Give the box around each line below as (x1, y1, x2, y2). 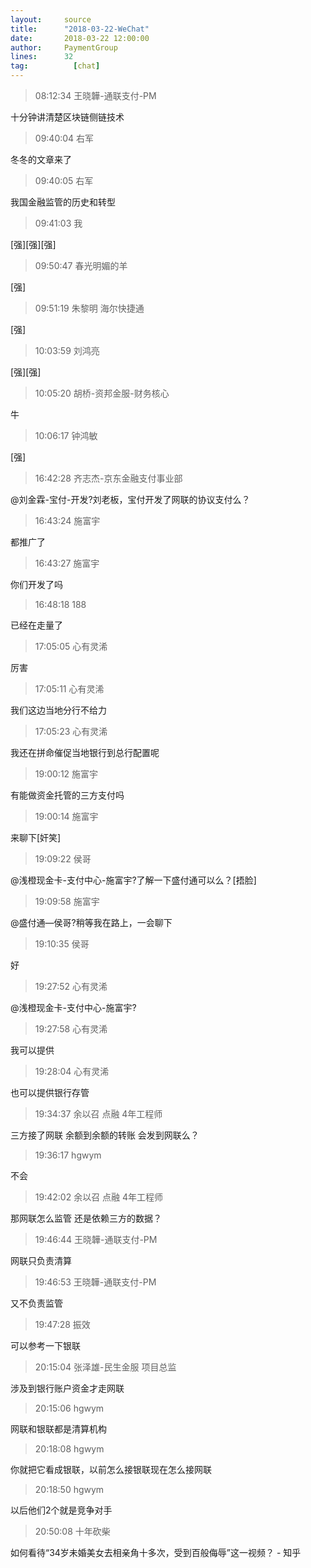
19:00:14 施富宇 (34, 811, 99, 822)
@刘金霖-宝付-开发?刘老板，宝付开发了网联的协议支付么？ (10, 494, 251, 505)
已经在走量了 (10, 619, 63, 631)
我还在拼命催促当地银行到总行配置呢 (10, 747, 160, 758)
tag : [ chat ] (10, 61, 101, 71)
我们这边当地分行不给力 (10, 704, 107, 716)
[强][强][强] (10, 239, 57, 250)
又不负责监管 (10, 1297, 63, 1309)
